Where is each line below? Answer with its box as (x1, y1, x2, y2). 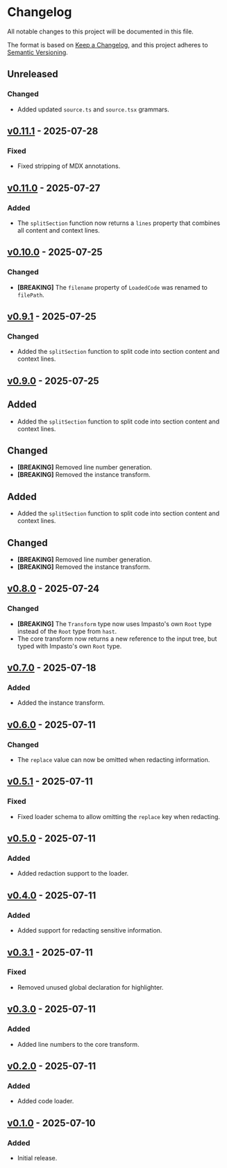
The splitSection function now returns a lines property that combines (17, 219, 221, 227)
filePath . (17, 290, 45, 299)
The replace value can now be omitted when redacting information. (17, 756, 210, 764)
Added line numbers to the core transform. (17, 1040, 140, 1048)
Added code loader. (17, 1097, 74, 1105)
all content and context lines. (17, 226, 101, 234)
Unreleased (7, 68, 59, 80)
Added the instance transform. (17, 699, 106, 707)
